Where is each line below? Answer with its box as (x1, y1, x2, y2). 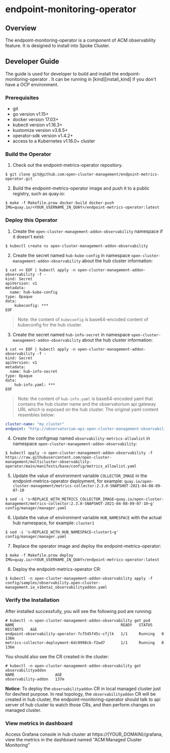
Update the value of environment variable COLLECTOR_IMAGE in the (12, 473, 148, 479)
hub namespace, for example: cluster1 (12, 520, 95, 526)
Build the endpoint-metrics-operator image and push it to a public (12, 185, 150, 191)
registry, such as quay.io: (12, 191, 65, 197)
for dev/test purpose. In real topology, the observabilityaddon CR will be (5, 691, 156, 697)
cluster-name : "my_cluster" (5, 421, 65, 426)
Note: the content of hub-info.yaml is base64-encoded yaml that (17, 396, 153, 402)
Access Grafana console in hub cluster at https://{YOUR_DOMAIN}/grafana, (5, 731, 163, 737)
